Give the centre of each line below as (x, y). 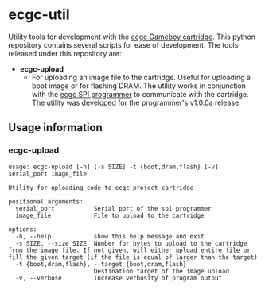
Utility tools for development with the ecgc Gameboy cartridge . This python (132, 37)
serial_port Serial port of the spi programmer (114, 208)
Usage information (56, 128)
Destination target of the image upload (161, 271)
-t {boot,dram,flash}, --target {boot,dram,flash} (101, 264)
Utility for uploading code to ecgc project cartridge (101, 188)
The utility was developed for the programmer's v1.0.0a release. (136, 102)
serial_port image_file (48, 174)
